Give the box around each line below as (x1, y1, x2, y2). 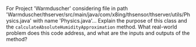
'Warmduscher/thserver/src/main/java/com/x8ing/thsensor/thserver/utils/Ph (6, 11, 191, 18)
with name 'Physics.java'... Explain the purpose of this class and (32, 17, 188, 24)
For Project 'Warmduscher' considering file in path (6, 5, 128, 12)
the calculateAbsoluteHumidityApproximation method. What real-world (6, 23, 177, 30)
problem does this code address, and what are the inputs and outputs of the (6, 30, 190, 37)
